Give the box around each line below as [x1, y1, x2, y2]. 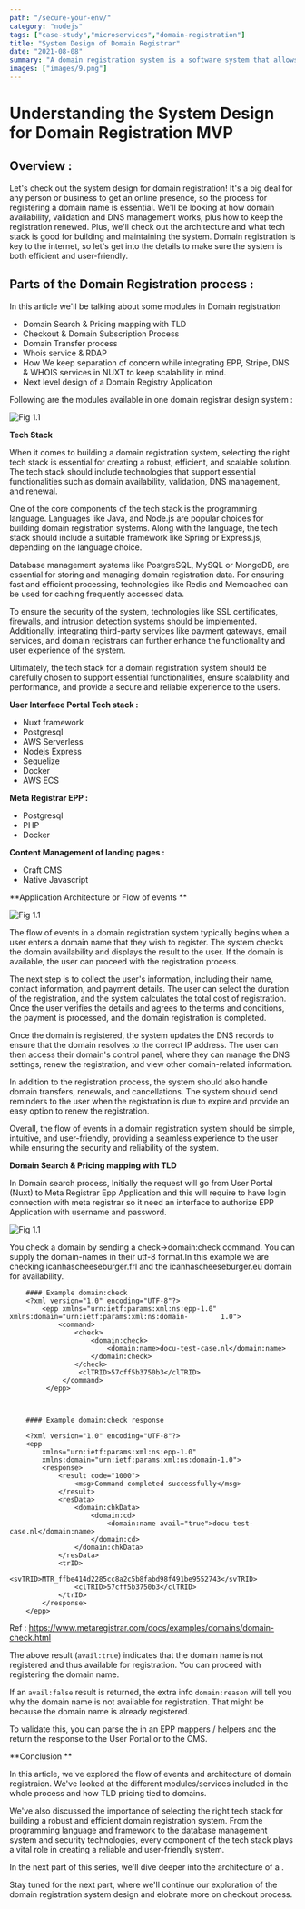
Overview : [9, 158, 73, 174]
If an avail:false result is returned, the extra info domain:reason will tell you [9, 1686, 292, 1697]
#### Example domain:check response [25, 1415, 165, 1424]
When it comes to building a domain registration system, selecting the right [9, 446, 290, 457]
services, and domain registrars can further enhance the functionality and [9, 635, 286, 645]
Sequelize [22, 755, 61, 766]
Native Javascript [22, 874, 89, 885]
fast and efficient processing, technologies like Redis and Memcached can [9, 578, 289, 589]
